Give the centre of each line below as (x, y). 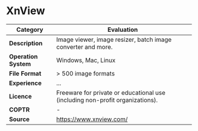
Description (26, 43)
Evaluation (123, 30)
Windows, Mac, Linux (86, 60)
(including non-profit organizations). (107, 100)
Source (19, 119)
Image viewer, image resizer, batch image (114, 40)
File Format (25, 73)
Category (30, 30)
